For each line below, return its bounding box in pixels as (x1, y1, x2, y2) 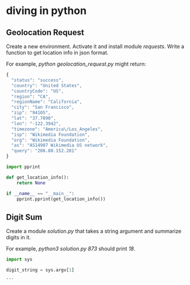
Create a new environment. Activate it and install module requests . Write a (6, 43, 185, 50)
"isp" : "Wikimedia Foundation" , (11, 132, 91, 138)
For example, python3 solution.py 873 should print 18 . (6, 245, 136, 252)
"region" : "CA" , (11, 94, 51, 99)
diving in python (6, 4, 87, 18)
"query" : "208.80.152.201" (11, 148, 77, 154)
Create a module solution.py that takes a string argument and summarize (6, 228, 182, 235)
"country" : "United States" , (11, 83, 82, 88)
